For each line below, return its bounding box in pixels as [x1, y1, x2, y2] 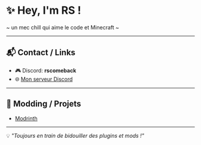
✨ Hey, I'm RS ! [6, 4, 82, 17]
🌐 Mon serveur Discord [14, 75, 73, 83]
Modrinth [14, 114, 38, 122]
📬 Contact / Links [6, 47, 76, 58]
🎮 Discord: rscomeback [14, 67, 77, 74]
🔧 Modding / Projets [6, 99, 81, 109]
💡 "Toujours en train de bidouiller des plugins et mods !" [6, 132, 145, 139]
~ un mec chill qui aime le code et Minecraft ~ [6, 23, 120, 31]
